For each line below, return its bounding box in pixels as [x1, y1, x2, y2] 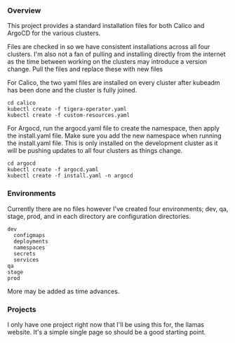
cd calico [7, 100, 36, 107]
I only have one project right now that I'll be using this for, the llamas [7, 320, 205, 328]
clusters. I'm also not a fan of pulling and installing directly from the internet [7, 50, 226, 58]
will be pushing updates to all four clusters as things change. [7, 147, 183, 155]
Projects [7, 304, 36, 314]
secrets [13, 250, 36, 257]
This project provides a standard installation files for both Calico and [7, 22, 205, 30]
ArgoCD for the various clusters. [7, 29, 101, 37]
